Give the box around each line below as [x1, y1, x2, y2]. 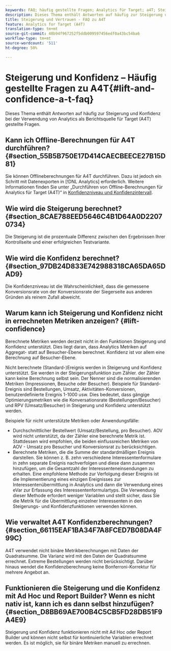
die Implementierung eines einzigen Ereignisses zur [12, 476, 121, 482]
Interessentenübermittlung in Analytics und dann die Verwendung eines [12, 481, 163, 487]
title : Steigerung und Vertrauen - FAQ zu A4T [5, 17, 106, 22]
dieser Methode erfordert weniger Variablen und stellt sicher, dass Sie [12, 492, 160, 498]
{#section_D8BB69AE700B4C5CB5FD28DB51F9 [5, 608, 163, 616]
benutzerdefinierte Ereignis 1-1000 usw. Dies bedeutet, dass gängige [5, 391, 150, 397]
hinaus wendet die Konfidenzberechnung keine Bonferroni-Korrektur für [5, 563, 157, 569]
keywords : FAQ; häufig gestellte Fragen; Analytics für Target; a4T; [5, 7, 156, 13]
